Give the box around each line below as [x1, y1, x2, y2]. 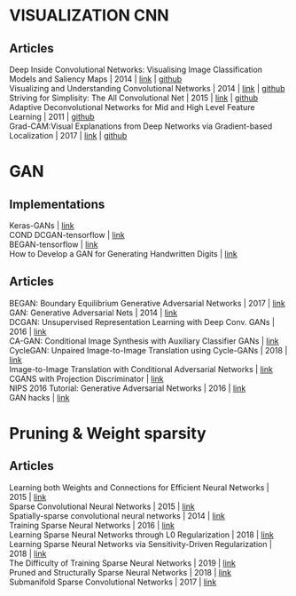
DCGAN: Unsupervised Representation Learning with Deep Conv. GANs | [9, 316, 276, 327]
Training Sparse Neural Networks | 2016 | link [9, 520, 175, 530]
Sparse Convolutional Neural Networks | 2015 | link [9, 501, 195, 512]
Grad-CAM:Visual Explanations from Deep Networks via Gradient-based [9, 121, 273, 131]
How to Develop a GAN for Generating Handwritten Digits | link [9, 249, 238, 258]
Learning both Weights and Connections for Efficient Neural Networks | [9, 481, 270, 493]
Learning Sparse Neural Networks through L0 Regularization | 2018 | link [9, 529, 275, 540]
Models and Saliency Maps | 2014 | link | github [9, 74, 183, 84]
